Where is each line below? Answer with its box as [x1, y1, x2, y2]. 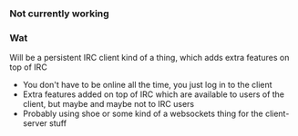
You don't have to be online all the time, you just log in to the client [22, 80, 272, 91]
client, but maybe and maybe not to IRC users [22, 99, 195, 110]
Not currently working [9, 7, 109, 20]
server [22, 118, 47, 129]
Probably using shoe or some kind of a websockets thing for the [22, 108, 263, 120]
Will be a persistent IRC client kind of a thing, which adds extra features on [9, 53, 290, 63]
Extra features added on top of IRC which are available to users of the [22, 89, 285, 100]
